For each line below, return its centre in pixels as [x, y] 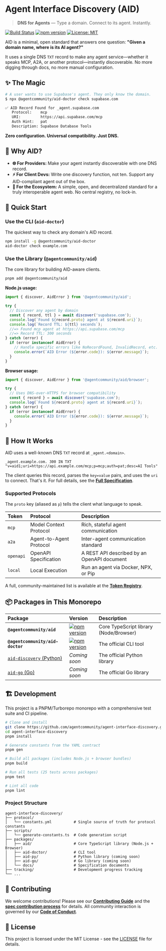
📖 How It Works [29, 441]
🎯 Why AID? [24, 151]
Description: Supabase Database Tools [52, 126]
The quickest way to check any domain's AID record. [59, 232]
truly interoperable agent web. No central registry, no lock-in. [74, 192]
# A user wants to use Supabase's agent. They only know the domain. [78, 94]
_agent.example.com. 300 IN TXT [38, 462]
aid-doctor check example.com [36, 246]
